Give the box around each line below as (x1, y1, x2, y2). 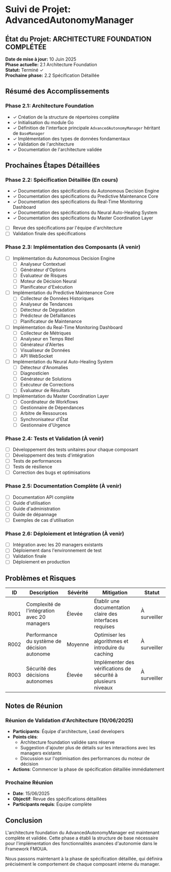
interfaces (94, 617, 119, 624)
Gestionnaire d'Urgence (20, 421, 71, 428)
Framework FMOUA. (5, 846, 48, 852)
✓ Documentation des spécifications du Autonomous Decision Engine (12, 188, 159, 194)
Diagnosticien (20, 370, 49, 376)
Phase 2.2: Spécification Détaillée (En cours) (5, 177, 118, 183)
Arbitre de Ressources (20, 410, 68, 416)
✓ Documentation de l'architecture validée (12, 146, 102, 152)
